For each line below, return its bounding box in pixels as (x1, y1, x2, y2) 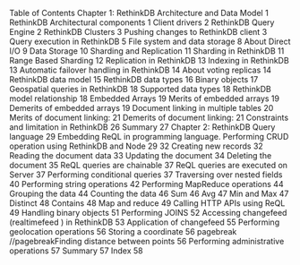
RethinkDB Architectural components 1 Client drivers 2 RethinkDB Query (9, 17, 275, 28)
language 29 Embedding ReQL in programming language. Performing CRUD (9, 132, 289, 141)
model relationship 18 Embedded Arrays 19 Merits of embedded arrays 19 (9, 93, 280, 104)
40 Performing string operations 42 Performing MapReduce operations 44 (9, 179, 284, 189)
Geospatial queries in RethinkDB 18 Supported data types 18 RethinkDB (9, 84, 271, 94)
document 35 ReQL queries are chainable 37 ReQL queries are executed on (9, 160, 288, 170)
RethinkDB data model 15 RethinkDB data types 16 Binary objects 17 (9, 74, 259, 84)
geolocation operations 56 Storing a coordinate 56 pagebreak (9, 227, 237, 236)
